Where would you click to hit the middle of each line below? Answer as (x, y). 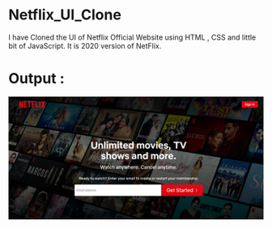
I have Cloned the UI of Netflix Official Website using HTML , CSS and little (132, 37)
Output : (36, 79)
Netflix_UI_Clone (65, 15)
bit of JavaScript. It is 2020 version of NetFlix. (85, 45)
